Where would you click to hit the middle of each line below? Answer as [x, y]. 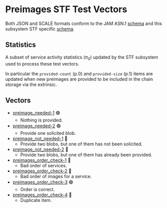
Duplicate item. [36, 200]
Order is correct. [37, 190]
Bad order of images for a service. [56, 176]
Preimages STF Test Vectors [66, 9]
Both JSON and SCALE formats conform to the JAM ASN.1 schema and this [84, 23]
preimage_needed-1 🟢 [36, 113]
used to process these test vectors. [42, 64]
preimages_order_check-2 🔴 [42, 171]
